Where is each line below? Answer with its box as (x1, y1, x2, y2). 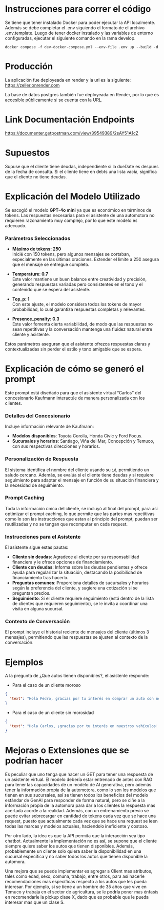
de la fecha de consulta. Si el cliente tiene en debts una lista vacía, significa (5, 169, 157, 174)
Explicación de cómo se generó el (5, 363, 144, 374)
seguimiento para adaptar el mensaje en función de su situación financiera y (5, 477, 159, 483)
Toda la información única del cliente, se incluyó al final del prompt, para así (5, 505, 158, 511)
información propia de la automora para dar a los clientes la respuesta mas (5, 802, 156, 808)
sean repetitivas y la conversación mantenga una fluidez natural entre (12, 326, 153, 332)
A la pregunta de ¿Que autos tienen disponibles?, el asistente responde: (5, 673, 150, 679)
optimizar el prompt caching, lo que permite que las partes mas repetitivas (5, 511, 155, 517)
